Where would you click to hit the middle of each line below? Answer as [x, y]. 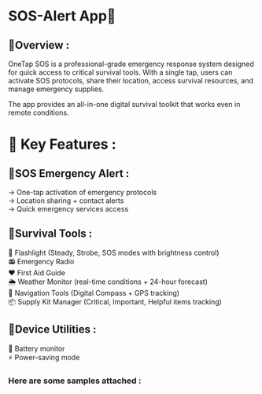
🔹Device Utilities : [52, 330]
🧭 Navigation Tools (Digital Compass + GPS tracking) [94, 293]
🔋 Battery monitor [37, 348]
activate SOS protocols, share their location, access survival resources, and [131, 81]
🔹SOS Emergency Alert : [69, 173]
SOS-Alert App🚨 [62, 16]
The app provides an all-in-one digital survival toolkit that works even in [124, 104]
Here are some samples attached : [75, 381]
